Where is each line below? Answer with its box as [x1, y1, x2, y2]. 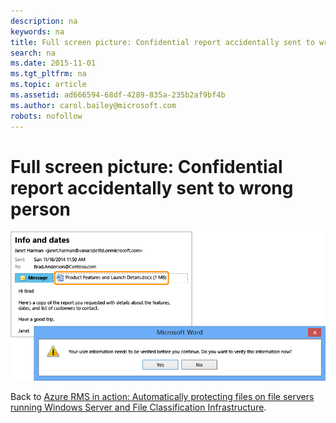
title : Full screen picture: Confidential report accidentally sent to [10, 37, 315, 47]
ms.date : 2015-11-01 [10, 58, 97, 69]
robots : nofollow [10, 111, 83, 121]
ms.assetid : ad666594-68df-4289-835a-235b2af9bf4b [10, 90, 226, 100]
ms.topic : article [10, 80, 87, 90]
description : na [10, 16, 78, 26]
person [10, 198, 72, 220]
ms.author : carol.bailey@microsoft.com [10, 100, 177, 110]
